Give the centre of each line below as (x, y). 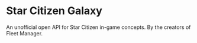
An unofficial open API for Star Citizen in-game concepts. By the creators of (98, 27)
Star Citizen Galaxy (54, 11)
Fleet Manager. (25, 33)
